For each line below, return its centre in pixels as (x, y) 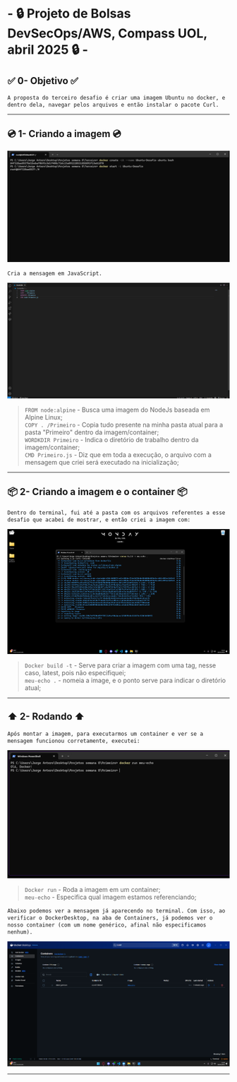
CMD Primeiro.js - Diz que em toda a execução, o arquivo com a (118, 454)
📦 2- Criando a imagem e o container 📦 (98, 492)
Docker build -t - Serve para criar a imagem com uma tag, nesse (120, 665)
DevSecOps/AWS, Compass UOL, (108, 34)
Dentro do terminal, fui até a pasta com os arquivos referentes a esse (116, 513)
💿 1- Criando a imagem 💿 (64, 134)
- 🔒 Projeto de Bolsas (69, 14)
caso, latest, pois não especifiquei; (75, 672)
